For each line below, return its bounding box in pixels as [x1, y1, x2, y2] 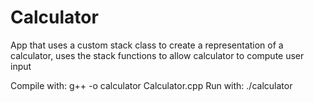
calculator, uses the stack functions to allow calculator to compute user [10, 49, 305, 61]
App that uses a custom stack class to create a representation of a [10, 39, 284, 51]
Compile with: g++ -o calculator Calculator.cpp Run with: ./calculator [10, 79, 293, 91]
